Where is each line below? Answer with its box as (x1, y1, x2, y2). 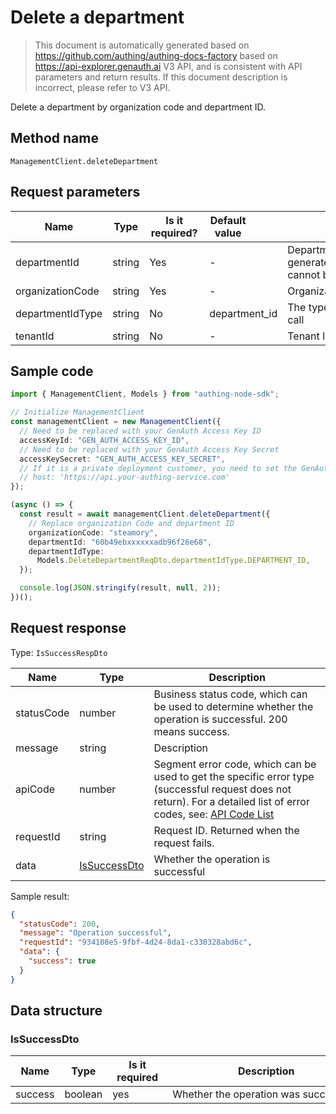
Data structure (10, 1002, 103, 1020)
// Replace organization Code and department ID (28, 518, 235, 528)
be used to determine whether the (153, 699, 314, 713)
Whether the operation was (172, 1087, 301, 1101)
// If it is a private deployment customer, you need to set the (19, 463, 298, 473)
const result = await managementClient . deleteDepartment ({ (19, 509, 271, 519)
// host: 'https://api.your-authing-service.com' (19, 472, 230, 483)
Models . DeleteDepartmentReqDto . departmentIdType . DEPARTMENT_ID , (36, 556, 311, 566)
